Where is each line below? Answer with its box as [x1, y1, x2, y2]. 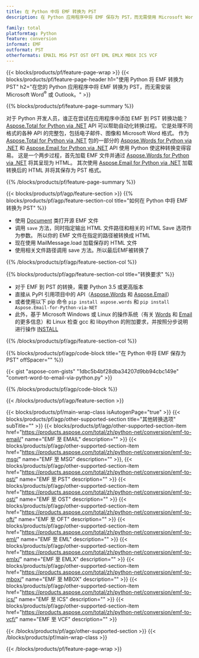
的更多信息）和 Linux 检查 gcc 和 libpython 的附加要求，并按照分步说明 [14, 318, 188, 325]
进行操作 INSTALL [14, 325, 59, 333]
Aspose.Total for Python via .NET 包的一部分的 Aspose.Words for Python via [6, 137, 192, 144]
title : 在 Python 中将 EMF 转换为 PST [6, 8, 97, 15]
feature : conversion [6, 36, 57, 42]
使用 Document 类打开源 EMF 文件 [14, 217, 99, 224]
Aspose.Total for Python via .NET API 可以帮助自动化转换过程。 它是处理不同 [6, 122, 193, 129]
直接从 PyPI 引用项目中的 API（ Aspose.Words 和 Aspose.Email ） [14, 291, 173, 298]
